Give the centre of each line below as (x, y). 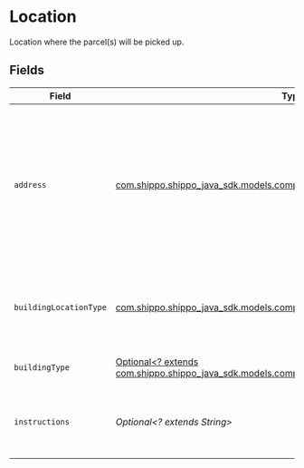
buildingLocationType (60, 307)
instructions (42, 422)
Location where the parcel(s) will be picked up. (97, 42)
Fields (27, 70)
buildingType (42, 367)
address (30, 185)
